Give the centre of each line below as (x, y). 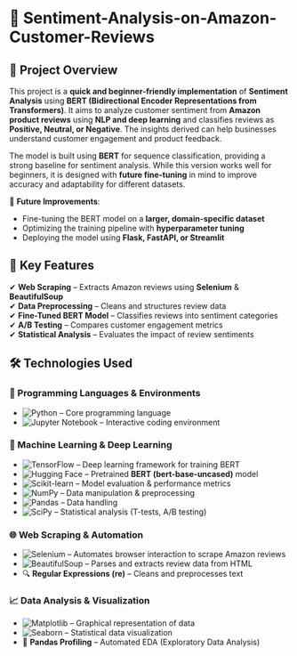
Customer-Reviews (82, 37)
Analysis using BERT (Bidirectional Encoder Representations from (133, 101)
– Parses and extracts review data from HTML (169, 563)
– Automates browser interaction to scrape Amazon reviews (177, 555)
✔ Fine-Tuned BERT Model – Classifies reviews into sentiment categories (144, 315)
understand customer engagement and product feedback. (116, 138)
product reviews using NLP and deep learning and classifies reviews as (142, 120)
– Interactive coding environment (160, 422)
